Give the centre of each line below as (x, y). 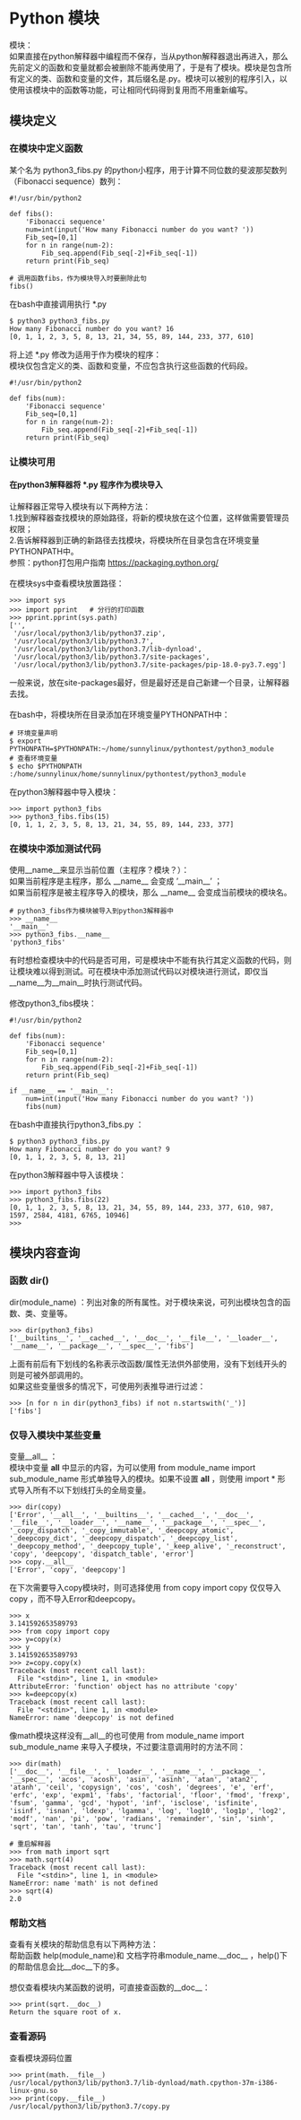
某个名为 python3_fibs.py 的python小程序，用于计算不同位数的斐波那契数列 (148, 170)
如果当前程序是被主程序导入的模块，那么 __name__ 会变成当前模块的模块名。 (150, 893)
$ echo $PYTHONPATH (46, 766)
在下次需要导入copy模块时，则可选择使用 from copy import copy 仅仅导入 (145, 1588)
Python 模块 (55, 18)
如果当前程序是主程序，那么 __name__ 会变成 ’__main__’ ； (116, 881)
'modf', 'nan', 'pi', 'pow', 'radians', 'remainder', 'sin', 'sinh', (142, 1819)
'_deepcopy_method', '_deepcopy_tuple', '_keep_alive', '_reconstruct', (148, 1547)
